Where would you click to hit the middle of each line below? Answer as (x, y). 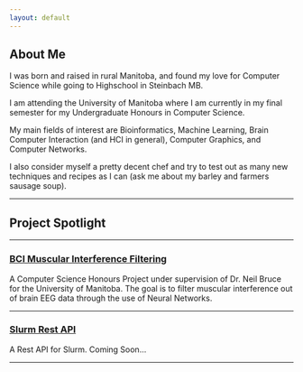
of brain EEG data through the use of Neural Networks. (111, 298)
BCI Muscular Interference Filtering (88, 259)
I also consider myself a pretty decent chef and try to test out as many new (149, 167)
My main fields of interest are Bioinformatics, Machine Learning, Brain (139, 130)
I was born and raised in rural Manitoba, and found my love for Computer (145, 76)
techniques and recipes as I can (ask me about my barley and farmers (139, 176)
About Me (37, 55)
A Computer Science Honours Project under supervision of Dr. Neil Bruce (146, 279)
